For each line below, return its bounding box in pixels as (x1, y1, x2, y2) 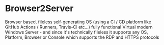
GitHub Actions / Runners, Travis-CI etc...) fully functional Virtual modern (5, 24, 153, 30)
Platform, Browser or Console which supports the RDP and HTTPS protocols (5, 34, 160, 40)
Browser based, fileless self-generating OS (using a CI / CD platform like (5, 19, 151, 25)
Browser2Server (5, 3, 74, 14)
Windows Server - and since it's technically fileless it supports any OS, (5, 29, 148, 35)
